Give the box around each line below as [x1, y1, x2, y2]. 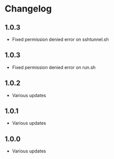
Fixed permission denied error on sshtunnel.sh [12, 36, 109, 42]
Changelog [5, 3, 52, 15]
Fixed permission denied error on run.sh [12, 64, 96, 70]
